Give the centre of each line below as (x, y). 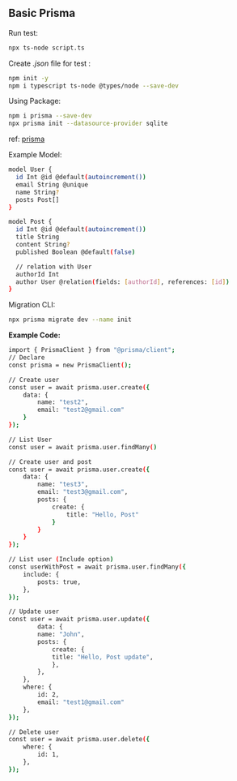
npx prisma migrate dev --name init (70, 320)
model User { (30, 170)
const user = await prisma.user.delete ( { (79, 740)
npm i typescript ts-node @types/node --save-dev (94, 86)
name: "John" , (61, 635)
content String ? (43, 245)
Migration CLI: (32, 305)
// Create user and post (50, 461)
